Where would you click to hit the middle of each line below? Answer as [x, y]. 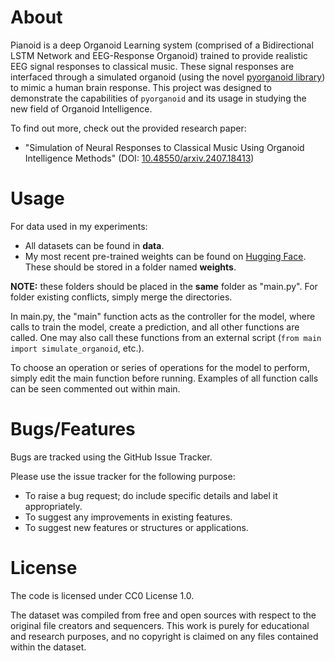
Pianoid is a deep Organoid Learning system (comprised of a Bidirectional [162, 45]
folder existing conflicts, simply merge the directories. [121, 297]
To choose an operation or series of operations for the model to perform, [160, 367]
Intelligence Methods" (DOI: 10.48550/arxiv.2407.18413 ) [139, 158]
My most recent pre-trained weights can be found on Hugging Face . [165, 256]
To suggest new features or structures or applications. [136, 527]
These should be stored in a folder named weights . [130, 267]
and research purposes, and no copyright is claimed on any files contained [164, 636]
